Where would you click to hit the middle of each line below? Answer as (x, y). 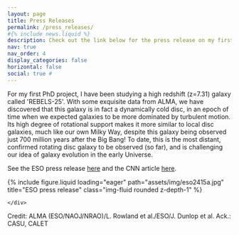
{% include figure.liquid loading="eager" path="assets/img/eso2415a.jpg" (116, 182)
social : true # (30, 73)
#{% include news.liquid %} (49, 34)
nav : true (22, 47)
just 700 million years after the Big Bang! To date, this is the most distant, (114, 139)
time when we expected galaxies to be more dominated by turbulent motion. (119, 116)
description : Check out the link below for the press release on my (111, 41)
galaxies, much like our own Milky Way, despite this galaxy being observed (117, 132)
